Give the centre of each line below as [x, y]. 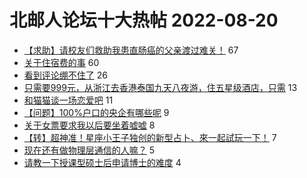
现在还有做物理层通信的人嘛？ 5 [89, 150]
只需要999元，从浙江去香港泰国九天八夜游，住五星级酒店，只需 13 [160, 87]
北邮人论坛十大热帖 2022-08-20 [144, 20]
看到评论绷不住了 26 [65, 75]
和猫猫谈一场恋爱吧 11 [68, 100]
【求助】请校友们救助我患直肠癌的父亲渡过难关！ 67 [131, 50]
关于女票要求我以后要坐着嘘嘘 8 [89, 125]
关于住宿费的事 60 [61, 62]
